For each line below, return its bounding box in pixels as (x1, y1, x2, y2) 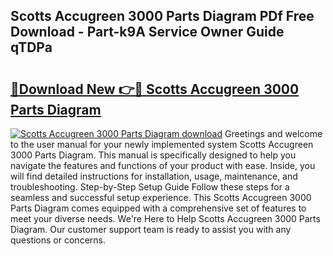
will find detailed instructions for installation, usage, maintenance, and (10, 170, 298, 182)
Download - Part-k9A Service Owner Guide (10, 24, 285, 41)
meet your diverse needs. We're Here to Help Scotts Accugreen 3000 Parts (10, 213, 321, 224)
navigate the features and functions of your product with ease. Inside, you (10, 160, 316, 171)
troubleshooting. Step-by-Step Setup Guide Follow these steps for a (10, 181, 290, 193)
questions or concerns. (10, 234, 106, 246)
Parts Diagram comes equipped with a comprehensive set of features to (10, 202, 307, 214)
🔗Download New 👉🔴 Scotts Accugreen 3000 (10, 80, 300, 98)
